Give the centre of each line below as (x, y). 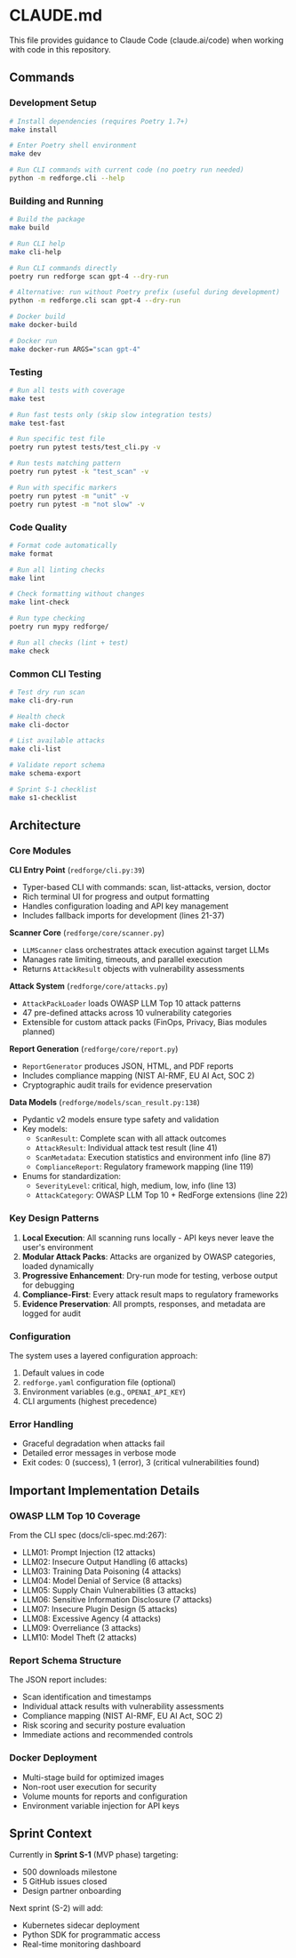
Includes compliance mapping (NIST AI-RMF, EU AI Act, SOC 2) (138, 1076)
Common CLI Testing (56, 674)
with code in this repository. (60, 49)
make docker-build (43, 325)
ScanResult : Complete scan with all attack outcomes (131, 1138)
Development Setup (53, 103)
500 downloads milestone (69, 1872)
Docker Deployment (53, 1758)
